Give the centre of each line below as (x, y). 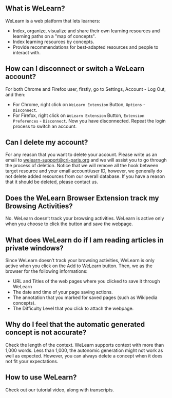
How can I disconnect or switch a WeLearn (75, 69)
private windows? (34, 248)
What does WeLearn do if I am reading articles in (84, 240)
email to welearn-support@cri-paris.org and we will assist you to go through (86, 160)
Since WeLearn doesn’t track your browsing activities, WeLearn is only (80, 261)
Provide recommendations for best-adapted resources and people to (85, 47)
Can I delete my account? (47, 142)
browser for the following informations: (46, 271)
